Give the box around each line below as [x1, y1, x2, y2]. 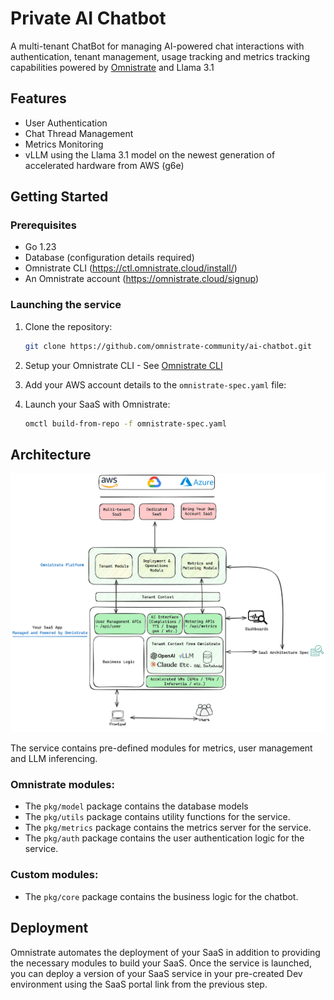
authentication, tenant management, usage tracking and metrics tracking [10, 50, 310, 62]
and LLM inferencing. [10, 753, 98, 765]
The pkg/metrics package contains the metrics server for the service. [24, 822, 312, 834]
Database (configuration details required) [24, 252, 195, 264]
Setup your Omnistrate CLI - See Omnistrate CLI [24, 359, 223, 371]
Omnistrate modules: [10, 778, 115, 792]
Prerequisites [10, 218, 77, 232]
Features [10, 90, 67, 107]
